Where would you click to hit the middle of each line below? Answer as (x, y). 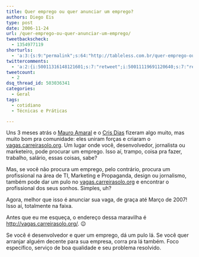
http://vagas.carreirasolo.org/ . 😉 (46, 224)
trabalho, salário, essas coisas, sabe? (52, 158)
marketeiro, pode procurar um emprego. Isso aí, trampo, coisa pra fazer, (94, 152)
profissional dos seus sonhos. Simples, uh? (59, 188)
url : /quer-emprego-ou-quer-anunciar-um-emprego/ (69, 34)
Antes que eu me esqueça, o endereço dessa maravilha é (76, 217)
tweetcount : (21, 72)
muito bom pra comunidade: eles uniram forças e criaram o (78, 139)
